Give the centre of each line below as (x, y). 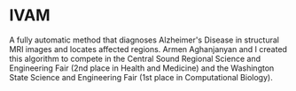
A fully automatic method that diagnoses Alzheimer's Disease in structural (144, 40)
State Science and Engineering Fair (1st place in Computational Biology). (141, 77)
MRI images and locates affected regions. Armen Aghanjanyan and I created (148, 49)
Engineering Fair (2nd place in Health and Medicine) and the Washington (142, 68)
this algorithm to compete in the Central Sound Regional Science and (135, 58)
